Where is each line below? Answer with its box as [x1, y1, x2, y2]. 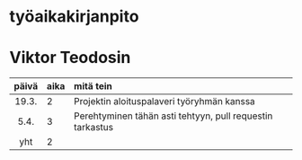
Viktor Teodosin [9, 48, 131, 68]
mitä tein [73, 80, 112, 93]
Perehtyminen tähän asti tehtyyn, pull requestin [73, 110, 273, 122]
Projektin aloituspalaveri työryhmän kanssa [73, 95, 256, 108]
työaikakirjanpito [9, 6, 139, 27]
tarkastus [73, 121, 114, 134]
